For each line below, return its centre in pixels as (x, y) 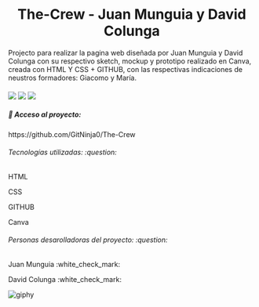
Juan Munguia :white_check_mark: (64, 264)
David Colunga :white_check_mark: (65, 279)
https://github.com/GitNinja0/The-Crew (72, 134)
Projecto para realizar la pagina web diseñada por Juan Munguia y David (126, 52)
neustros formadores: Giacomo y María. (73, 78)
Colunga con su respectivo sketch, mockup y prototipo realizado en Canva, (130, 61)
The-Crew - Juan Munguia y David (132, 14)
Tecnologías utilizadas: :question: (63, 152)
